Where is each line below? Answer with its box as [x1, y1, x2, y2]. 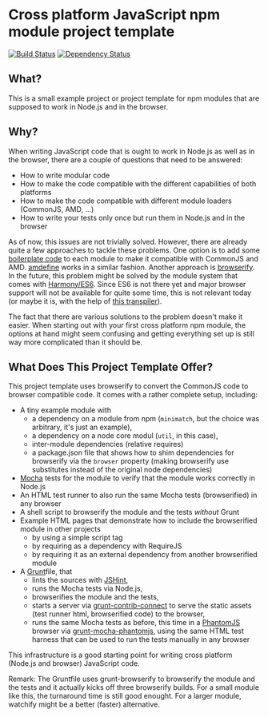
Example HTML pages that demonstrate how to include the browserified [19, 516, 258, 525]
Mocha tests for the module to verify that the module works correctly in [19, 473, 256, 483]
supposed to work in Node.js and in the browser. [8, 102, 169, 111]
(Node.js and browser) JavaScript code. [8, 659, 140, 668]
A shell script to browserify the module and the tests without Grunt [19, 508, 240, 517]
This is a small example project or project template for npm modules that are [8, 94, 260, 103]
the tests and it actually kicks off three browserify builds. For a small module [8, 683, 260, 692]
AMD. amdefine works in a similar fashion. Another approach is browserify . [8, 262, 255, 272]
